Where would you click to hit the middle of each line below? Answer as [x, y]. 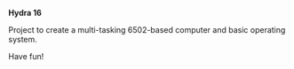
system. [23, 39]
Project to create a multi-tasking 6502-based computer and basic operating [147, 30]
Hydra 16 [25, 13]
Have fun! [26, 56]
